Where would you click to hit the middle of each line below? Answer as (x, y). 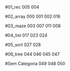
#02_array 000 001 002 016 (33, 16)
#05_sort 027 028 (23, 45)
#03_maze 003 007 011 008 (33, 26)
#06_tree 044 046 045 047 (32, 54)
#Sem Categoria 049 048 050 (35, 63)
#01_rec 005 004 (22, 7)
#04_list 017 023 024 (26, 35)
